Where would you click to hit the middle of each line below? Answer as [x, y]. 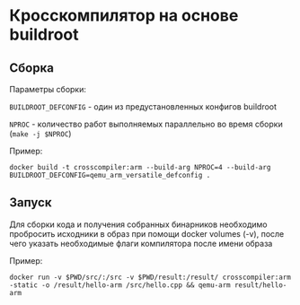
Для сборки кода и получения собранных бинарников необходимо [138, 224]
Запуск [31, 203]
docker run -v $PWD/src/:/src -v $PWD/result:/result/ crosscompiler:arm [150, 277]
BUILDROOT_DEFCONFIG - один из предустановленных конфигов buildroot [143, 107]
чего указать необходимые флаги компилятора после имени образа [141, 243]
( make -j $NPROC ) [40, 134]
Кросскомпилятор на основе [124, 16]
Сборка [31, 68]
